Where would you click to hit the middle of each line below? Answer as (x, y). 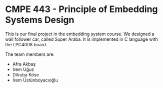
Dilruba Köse (25, 74)
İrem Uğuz (23, 69)
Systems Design (40, 20)
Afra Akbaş (24, 64)
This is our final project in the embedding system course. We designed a (80, 34)
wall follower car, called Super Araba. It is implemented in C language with (82, 39)
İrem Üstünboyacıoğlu (35, 80)
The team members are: (30, 54)
